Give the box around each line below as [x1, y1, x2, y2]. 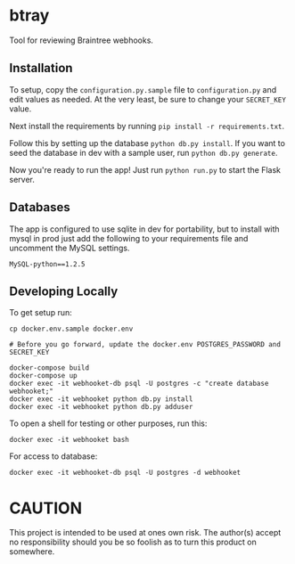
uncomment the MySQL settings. [9, 242, 130, 253]
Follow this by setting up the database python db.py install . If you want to [9, 137, 285, 148]
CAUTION [9, 498, 83, 518]
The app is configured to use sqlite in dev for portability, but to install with [9, 224, 280, 234]
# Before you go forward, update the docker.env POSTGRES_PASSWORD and [9, 340, 281, 349]
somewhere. [9, 546, 55, 557]
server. [9, 174, 36, 184]
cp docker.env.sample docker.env [9, 324, 134, 334]
